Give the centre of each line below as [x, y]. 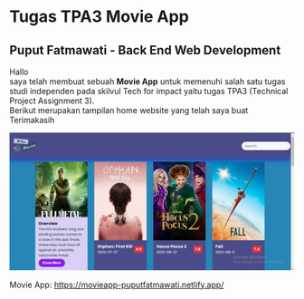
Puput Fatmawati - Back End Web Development [145, 50]
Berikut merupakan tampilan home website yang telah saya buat [129, 110]
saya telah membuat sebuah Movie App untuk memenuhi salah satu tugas [147, 82]
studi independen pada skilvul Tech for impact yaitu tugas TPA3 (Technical [149, 91]
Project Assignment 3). [52, 101]
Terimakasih [32, 120]
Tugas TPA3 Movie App [100, 17]
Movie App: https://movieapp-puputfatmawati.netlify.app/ [117, 285]
